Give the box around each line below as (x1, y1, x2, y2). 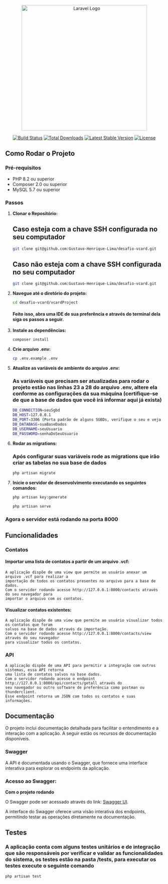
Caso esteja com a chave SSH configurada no (12, 225, 158, 234)
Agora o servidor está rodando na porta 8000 (5, 516, 118, 523)
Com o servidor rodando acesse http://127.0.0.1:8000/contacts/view (5, 631, 151, 636)
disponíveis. (5, 736, 30, 742)
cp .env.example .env (12, 356, 58, 361)
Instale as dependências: (12, 327, 66, 334)
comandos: (12, 485, 37, 491)
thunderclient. (5, 689, 37, 695)
